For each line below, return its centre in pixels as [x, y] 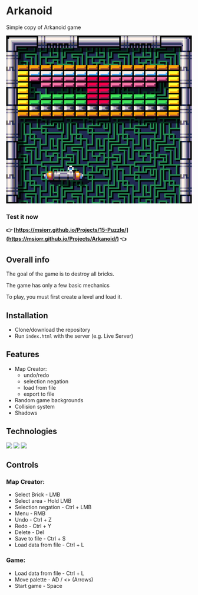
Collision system [34, 406]
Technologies [32, 431]
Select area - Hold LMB [43, 501]
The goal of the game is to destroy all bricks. [60, 274]
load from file [39, 387]
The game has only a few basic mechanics [58, 286]
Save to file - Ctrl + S [40, 539]
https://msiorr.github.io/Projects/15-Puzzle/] [72, 230]
